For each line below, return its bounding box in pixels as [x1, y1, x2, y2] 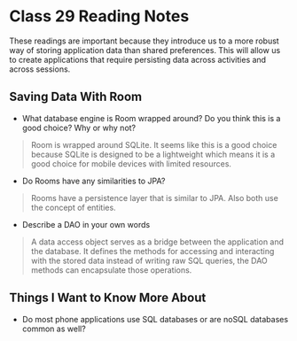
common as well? [21, 323, 86, 334]
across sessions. [9, 64, 71, 74]
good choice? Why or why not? [21, 122, 137, 133]
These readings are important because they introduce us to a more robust [9, 35, 279, 46]
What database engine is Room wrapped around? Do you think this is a [21, 112, 281, 123]
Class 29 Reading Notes [9, 6, 190, 27]
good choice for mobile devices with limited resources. [30, 158, 232, 169]
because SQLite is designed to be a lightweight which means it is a [30, 149, 276, 159]
